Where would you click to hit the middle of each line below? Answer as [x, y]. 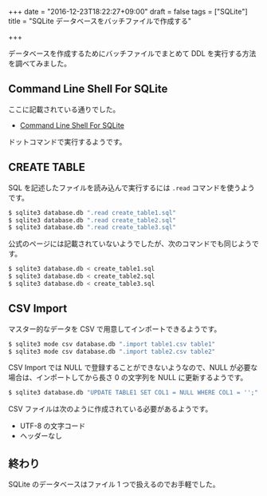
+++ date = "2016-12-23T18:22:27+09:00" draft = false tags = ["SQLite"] [128, 12]
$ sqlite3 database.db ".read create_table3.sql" [92, 228]
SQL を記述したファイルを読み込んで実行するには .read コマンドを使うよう [132, 188]
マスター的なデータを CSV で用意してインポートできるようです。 [115, 329]
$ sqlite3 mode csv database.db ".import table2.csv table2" [112, 351]
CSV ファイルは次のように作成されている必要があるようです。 [110, 409]
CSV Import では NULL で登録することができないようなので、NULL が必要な [133, 367]
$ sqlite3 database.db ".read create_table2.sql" [92, 220]
